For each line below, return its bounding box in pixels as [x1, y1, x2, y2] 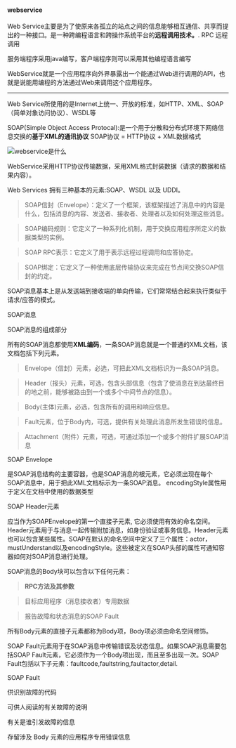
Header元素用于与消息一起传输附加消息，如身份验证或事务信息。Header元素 [7, 526, 229, 534]
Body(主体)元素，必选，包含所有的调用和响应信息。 [24, 402, 174, 411]
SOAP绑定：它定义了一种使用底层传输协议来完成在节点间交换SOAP [24, 263, 218, 272]
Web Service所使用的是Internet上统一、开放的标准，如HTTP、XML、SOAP [7, 100, 224, 108]
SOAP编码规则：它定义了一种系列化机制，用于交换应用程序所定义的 [24, 225, 220, 233]
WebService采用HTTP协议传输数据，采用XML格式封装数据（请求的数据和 [7, 162, 220, 171]
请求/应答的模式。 [7, 296, 60, 304]
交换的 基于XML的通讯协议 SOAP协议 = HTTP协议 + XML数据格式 [13, 132, 202, 140]
